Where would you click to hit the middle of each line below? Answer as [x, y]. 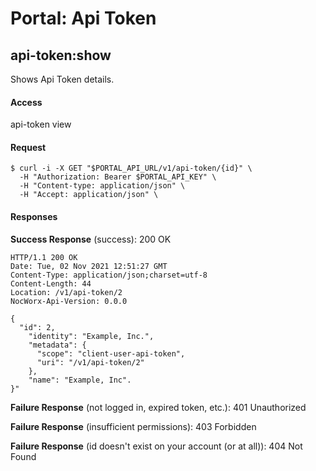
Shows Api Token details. [62, 79]
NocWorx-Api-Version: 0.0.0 [69, 301]
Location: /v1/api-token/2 [66, 292]
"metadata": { [57, 345]
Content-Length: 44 [51, 283]
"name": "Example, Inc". [80, 380]
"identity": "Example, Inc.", [91, 336]
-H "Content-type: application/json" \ [102, 186]
